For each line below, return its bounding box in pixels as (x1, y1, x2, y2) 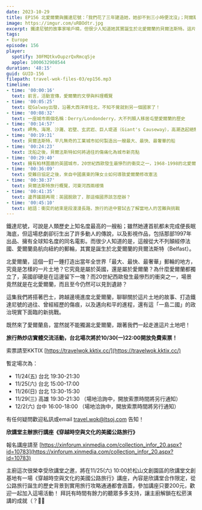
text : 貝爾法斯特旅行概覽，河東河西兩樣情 (11, 183, 104, 189)
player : (6, 48, 26, 54)
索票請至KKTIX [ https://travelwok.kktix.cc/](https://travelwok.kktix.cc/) (6, 347, 182, 354)
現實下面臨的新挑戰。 (11, 308, 64, 316)
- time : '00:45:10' (6, 200, 55, 206)
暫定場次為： (6, 360, 38, 367)
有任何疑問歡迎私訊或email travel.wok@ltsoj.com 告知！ (6, 416, 144, 423)
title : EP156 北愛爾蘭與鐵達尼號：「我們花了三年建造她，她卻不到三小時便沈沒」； (6, 14, 185, 21)
